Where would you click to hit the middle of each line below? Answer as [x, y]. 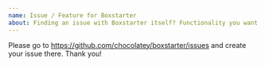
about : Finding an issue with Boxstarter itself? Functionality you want [133, 23]
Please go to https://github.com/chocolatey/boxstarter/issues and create [127, 45]
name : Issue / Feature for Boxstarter [72, 15]
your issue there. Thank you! [55, 53]
